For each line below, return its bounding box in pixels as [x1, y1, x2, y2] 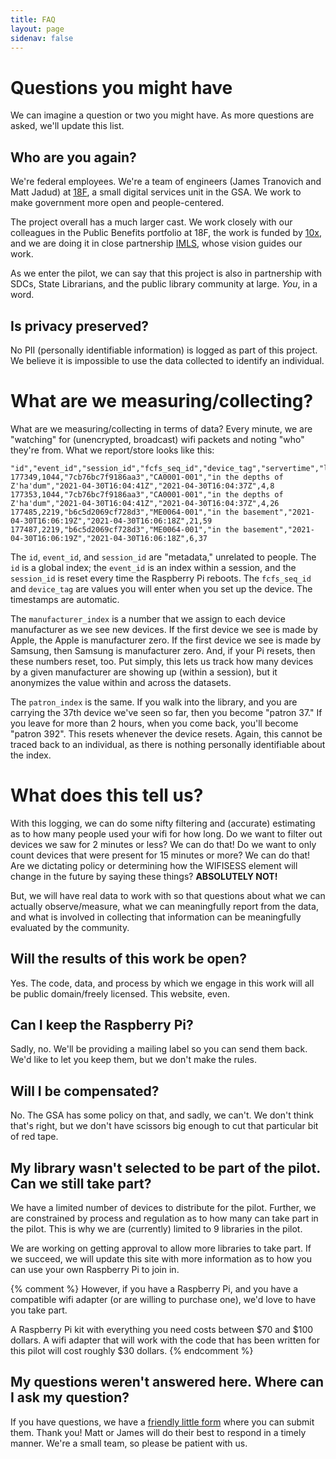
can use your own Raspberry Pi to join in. [10, 1264, 180, 1276]
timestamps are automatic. [10, 593, 120, 605]
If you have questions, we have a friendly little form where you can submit [10, 1416, 315, 1428]
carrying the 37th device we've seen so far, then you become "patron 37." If [10, 706, 323, 718]
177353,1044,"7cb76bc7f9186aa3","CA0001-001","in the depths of [10, 489, 284, 500]
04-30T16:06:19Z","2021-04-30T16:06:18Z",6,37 [10, 533, 208, 543]
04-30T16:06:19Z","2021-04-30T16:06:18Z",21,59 [10, 516, 213, 526]
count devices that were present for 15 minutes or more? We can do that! [10, 849, 311, 861]
